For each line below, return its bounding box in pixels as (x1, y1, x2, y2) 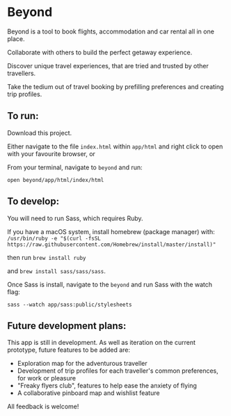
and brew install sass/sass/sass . (7, 266, 106, 275)
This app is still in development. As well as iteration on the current (7, 339, 196, 347)
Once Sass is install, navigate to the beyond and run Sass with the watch (7, 280, 213, 288)
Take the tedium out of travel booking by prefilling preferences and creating (7, 82, 224, 91)
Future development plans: (7, 320, 127, 332)
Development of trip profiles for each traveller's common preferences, (17, 367, 219, 375)
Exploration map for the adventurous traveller (17, 360, 148, 368)
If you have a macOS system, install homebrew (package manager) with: (7, 227, 216, 236)
